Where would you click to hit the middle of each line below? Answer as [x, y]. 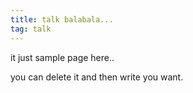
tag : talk [31, 29]
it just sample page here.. [62, 57]
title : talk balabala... [62, 19]
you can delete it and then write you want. [97, 77]
